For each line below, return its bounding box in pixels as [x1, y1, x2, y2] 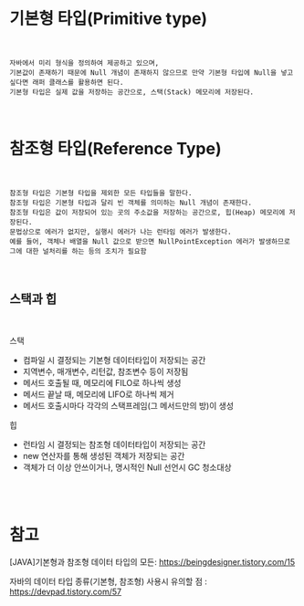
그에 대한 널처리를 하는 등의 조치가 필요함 [9, 246, 147, 256]
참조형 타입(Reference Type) [9, 139, 222, 160]
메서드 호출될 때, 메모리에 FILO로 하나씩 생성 [22, 377, 182, 388]
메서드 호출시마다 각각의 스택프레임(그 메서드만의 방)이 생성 [22, 400, 235, 411]
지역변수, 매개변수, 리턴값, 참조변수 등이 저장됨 [22, 366, 189, 377]
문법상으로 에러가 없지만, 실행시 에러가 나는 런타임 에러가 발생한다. [9, 227, 232, 236]
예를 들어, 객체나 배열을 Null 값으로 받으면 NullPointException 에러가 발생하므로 [9, 236, 290, 246]
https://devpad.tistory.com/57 [9, 586, 121, 597]
